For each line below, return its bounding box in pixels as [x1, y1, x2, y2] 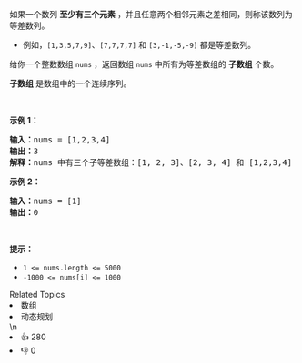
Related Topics [9, 289, 65, 299]
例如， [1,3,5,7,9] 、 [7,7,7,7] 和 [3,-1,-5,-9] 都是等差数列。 [22, 40, 257, 50]
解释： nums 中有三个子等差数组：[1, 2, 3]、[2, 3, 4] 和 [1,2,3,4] [9, 158, 293, 167]
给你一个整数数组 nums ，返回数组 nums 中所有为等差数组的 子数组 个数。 [9, 59, 279, 69]
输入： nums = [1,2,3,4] [9, 135, 111, 144]
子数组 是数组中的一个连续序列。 [9, 78, 132, 89]
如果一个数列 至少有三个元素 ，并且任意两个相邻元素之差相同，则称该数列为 [9, 9, 293, 19]
